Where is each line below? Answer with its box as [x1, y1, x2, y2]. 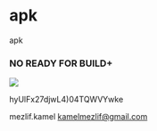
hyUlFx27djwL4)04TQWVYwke [9, 94, 124, 105]
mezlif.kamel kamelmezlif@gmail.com [9, 111, 148, 122]
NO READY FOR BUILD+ [9, 57, 113, 70]
